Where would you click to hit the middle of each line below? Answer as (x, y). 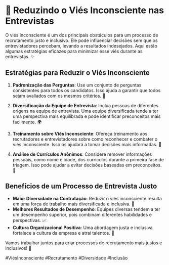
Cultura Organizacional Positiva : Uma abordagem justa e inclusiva (82, 228)
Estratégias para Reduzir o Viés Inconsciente (78, 73)
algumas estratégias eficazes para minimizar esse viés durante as (74, 51)
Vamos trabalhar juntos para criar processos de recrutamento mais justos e (84, 243)
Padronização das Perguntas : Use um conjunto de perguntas (77, 85)
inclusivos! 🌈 (18, 248)
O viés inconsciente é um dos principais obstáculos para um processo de (82, 35)
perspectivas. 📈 (30, 220)
